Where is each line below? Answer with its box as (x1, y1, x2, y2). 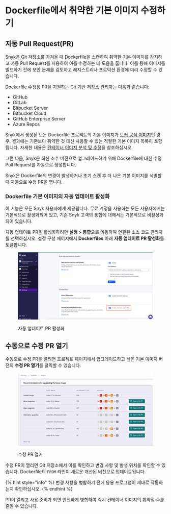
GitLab (12, 100, 27, 105)
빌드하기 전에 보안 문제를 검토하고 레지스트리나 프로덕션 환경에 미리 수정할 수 (5, 67, 158, 72)
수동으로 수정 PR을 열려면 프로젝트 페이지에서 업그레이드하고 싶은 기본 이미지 (5, 356, 158, 362)
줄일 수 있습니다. (5, 503, 38, 509)
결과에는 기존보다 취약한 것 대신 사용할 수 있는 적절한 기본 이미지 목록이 (12, 138, 153, 144)
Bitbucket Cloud (12, 110, 47, 116)
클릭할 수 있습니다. (44, 362, 81, 369)
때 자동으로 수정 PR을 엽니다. (5, 179, 63, 185)
